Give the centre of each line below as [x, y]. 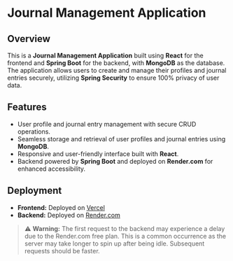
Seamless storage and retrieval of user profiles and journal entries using [121, 139]
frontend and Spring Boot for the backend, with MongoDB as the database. [116, 63]
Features [27, 107]
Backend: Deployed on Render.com [69, 215]
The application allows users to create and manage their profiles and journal [117, 70]
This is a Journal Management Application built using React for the [106, 55]
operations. [34, 132]
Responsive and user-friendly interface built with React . [98, 154]
